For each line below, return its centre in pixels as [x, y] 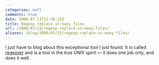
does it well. [18, 58]
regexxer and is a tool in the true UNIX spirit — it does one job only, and [79, 52]
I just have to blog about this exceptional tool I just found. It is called [76, 47]
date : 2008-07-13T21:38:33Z [35, 19]
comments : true [21, 14]
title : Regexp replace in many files [45, 24]
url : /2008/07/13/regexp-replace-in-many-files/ [57, 28]
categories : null [23, 10]
